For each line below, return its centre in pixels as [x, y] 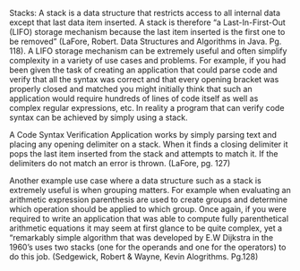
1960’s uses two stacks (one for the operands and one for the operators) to [148, 247]
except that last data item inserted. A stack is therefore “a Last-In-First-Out [148, 22]
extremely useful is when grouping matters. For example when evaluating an [150, 190]
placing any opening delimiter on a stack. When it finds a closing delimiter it [149, 144]
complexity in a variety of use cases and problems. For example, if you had [148, 60]
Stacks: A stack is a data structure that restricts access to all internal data [145, 13]
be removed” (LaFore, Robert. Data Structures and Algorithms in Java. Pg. [146, 41]
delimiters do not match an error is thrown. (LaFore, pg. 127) [120, 163]
